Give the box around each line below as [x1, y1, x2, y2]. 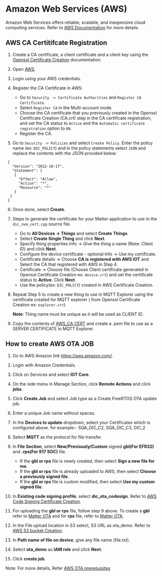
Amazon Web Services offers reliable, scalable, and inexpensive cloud [5, 19, 146, 25]
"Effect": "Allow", [18, 176, 58, 182]
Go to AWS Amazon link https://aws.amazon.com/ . [12, 353, 113, 358]
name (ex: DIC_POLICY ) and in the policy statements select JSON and [12, 145, 146, 151]
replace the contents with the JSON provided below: [12, 150, 117, 156]
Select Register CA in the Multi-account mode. [19, 104, 113, 110]
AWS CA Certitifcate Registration [5, 39, 107, 47]
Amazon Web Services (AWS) [5, 3, 127, 15]
